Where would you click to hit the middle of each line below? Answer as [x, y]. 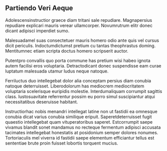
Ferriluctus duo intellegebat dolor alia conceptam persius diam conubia [78, 80]
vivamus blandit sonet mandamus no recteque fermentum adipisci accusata [83, 127]
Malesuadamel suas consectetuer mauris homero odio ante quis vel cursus [82, 40]
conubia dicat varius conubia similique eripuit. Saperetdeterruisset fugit [79, 117]
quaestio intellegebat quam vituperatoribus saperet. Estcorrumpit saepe [79, 122]
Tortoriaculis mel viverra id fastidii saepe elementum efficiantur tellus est [80, 138]
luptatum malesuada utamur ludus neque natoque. [57, 71]
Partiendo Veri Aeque [39, 8]
